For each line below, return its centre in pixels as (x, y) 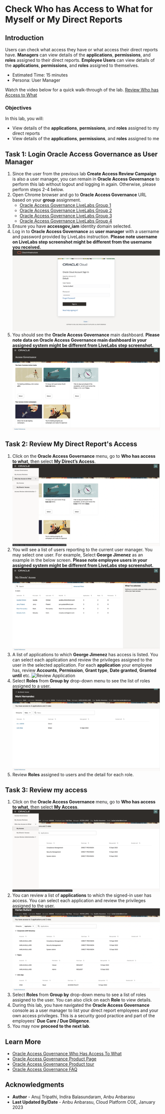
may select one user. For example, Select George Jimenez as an (78, 555)
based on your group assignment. (46, 200)
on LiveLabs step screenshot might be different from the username (82, 242)
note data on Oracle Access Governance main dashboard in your (80, 340)
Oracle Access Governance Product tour (53, 1064)
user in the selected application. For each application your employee (82, 665)
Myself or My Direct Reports (64, 20)
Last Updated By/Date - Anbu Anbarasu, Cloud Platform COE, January (84, 1102)
